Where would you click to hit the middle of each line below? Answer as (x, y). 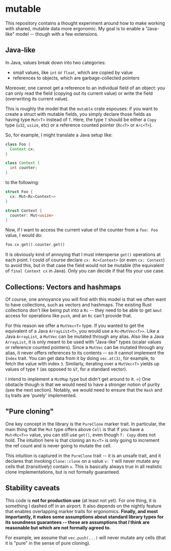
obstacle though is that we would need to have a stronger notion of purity (82, 384)
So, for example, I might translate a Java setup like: (59, 135)
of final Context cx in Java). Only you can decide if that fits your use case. (85, 271)
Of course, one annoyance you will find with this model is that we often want (86, 299)
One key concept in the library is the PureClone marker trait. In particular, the (86, 424)
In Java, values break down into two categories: (56, 63)
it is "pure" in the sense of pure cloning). (48, 543)
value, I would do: (24, 235)
